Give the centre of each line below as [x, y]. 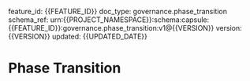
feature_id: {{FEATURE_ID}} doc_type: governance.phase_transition [118, 11]
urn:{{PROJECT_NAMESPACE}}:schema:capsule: [130, 20]
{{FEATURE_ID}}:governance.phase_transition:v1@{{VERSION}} [111, 28]
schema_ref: [28, 20]
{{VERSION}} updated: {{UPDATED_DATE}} [78, 36]
